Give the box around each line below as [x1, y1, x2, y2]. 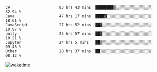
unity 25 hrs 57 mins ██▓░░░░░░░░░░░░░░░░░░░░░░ [5, 31, 152, 36]
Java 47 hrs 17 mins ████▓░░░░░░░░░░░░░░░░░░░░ [5, 14, 152, 19]
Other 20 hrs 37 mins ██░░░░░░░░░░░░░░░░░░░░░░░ [5, 49, 152, 54]
